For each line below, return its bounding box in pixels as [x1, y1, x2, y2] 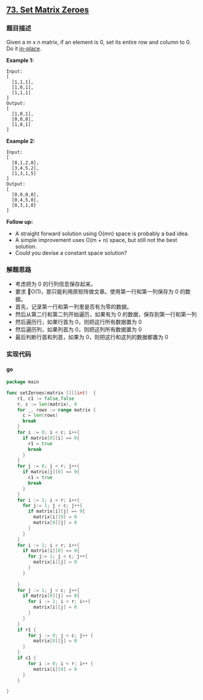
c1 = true [28, 474, 53, 481]
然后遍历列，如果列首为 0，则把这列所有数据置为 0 [15, 326, 142, 333]
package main [6, 379, 39, 385]
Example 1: [6, 56, 35, 64]
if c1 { [17, 655, 36, 661]
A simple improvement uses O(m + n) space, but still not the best [15, 236, 178, 243]
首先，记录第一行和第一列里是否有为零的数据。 [15, 303, 132, 310]
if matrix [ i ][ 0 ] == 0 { [22, 548, 80, 554]
